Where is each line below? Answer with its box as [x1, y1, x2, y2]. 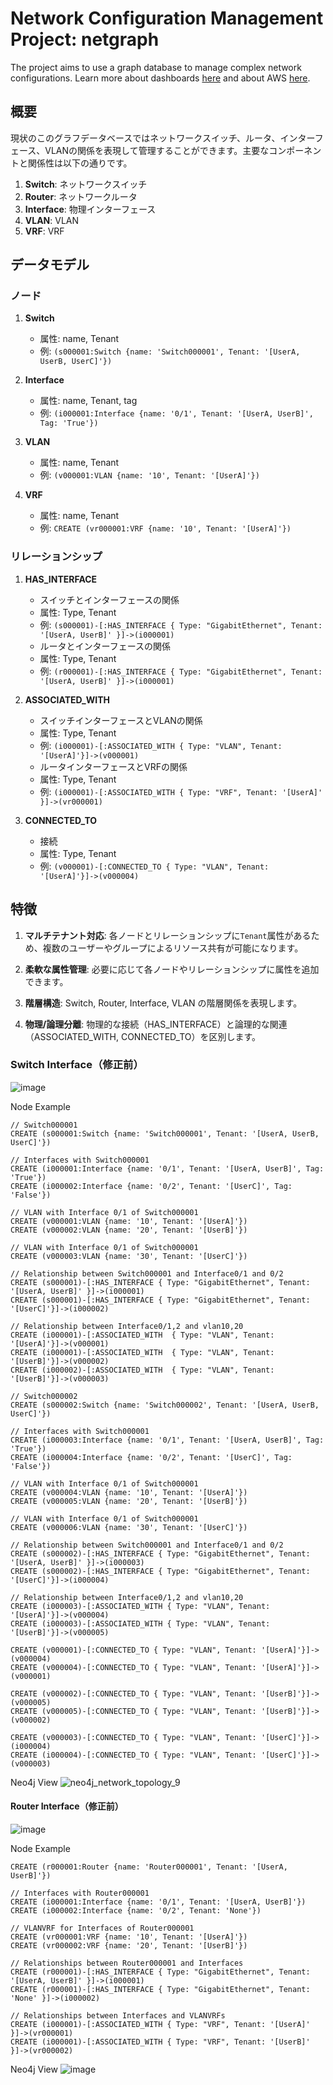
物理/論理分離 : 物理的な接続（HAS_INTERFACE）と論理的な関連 [24, 1018, 288, 1030]
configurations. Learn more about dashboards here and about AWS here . [10, 72, 311, 84]
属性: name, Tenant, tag [39, 395, 138, 407]
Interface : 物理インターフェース [24, 203, 157, 215]
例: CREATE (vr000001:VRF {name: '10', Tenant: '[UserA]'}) [39, 522, 292, 534]
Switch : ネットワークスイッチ [24, 178, 148, 190]
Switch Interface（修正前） [10, 1058, 144, 1072]
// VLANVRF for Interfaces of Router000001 [10, 1923, 195, 1934]
